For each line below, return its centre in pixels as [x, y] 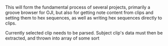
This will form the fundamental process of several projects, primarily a [78, 7]
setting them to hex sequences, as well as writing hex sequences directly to [84, 18]
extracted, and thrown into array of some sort [52, 38]
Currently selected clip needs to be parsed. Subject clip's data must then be [84, 33]
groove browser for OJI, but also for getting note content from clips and [79, 12]
